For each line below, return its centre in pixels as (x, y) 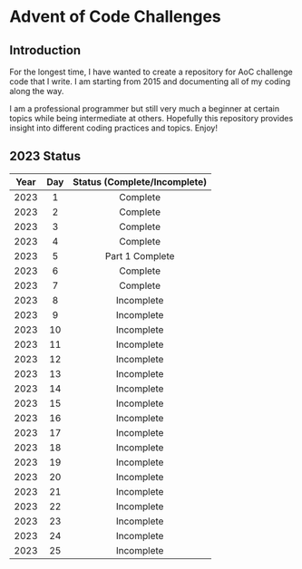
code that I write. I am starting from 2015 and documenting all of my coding (150, 82)
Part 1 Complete (140, 256)
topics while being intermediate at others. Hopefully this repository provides (151, 118)
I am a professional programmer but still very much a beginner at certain (145, 109)
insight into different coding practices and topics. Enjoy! (113, 128)
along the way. (37, 91)
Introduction (45, 50)
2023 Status (45, 156)
